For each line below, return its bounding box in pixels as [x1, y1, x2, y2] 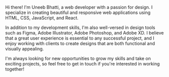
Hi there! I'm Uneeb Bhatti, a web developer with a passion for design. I [5, 4, 153, 10]
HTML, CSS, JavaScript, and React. [5, 15, 79, 20]
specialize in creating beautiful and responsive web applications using [5, 9, 151, 15]
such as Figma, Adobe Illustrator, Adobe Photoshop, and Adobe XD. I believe [5, 30, 164, 35]
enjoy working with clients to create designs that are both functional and [5, 40, 155, 46]
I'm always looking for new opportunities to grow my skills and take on [5, 55, 151, 61]
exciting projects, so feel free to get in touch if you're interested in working [5, 61, 160, 66]
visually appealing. [5, 46, 44, 51]
